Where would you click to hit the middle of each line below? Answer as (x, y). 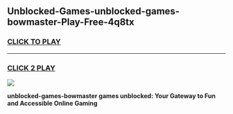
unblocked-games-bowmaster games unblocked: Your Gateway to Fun (112, 95)
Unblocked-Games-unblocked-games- (94, 11)
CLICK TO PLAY (34, 42)
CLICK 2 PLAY (31, 68)
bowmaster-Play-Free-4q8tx (71, 22)
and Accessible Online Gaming (52, 103)
